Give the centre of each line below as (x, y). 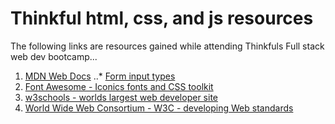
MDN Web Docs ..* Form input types (100, 76)
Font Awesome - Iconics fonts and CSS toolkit (119, 86)
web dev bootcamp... (54, 56)
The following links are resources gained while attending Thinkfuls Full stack (167, 46)
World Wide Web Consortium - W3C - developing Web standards (159, 108)
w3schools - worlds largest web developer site (121, 97)
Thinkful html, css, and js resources (162, 18)
